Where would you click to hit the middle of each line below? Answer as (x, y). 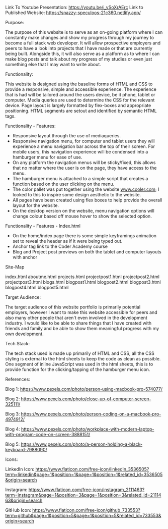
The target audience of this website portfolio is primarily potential (73, 307)
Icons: (12, 459)
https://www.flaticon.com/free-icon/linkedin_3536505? (92, 469)
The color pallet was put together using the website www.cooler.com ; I (86, 189)
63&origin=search (24, 500)
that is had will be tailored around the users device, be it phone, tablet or (80, 95)
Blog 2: (13, 399)
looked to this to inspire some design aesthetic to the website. (77, 195)
